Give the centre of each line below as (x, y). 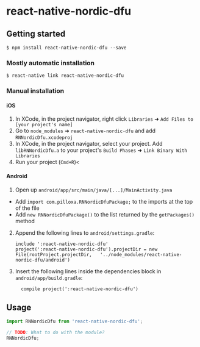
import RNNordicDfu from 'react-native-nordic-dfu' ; (75, 321)
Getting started (36, 34)
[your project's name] (44, 125)
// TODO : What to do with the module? (55, 333)
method (25, 221)
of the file (27, 208)
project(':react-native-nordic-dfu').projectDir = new (86, 249)
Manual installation (35, 91)
